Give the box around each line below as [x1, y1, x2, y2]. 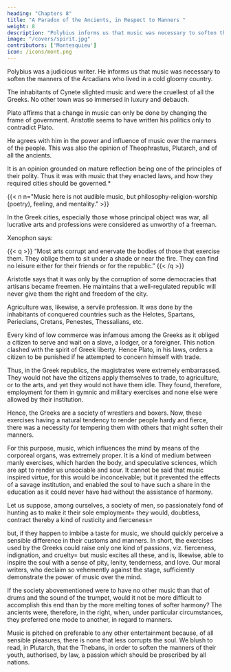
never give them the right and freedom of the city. [7, 290, 148, 298]
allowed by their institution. [7, 395, 84, 403]
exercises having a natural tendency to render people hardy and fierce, [7, 415, 208, 424]
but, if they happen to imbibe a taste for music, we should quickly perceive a [7, 529, 223, 537]
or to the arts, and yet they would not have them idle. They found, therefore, [7, 380, 222, 389]
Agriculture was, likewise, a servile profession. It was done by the [7, 303, 192, 311]
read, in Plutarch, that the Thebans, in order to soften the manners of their [7, 643, 217, 651]
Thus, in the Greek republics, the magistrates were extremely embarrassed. [7, 366, 221, 374]
